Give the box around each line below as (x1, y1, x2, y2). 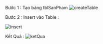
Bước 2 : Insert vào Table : (5, 14, 59, 20)
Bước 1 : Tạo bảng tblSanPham (5, 5, 68, 10)
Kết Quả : (5, 34, 24, 39)
